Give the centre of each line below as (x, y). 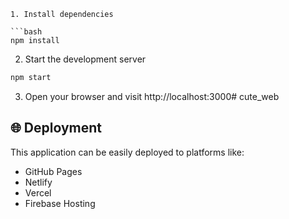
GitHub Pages (53, 171)
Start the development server (85, 59)
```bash (26, 32)
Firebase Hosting (60, 203)
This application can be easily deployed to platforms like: (127, 152)
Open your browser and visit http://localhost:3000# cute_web (152, 96)
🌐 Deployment (56, 128)
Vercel (38, 192)
